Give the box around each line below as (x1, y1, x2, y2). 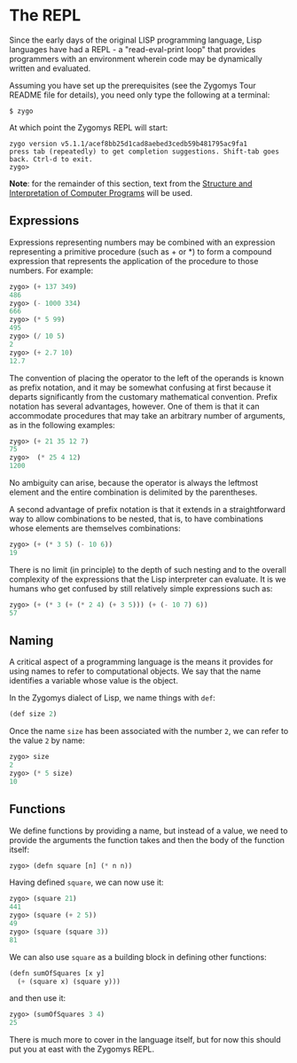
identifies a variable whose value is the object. (9, 676, 179, 686)
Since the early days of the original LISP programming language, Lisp (9, 35, 262, 45)
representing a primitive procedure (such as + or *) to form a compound (9, 246, 272, 257)
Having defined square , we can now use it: (9, 877, 164, 887)
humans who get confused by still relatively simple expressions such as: (9, 582, 273, 594)
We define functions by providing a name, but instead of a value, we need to (9, 825, 288, 836)
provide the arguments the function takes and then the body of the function (9, 834, 285, 845)
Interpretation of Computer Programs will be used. (9, 187, 193, 198)
